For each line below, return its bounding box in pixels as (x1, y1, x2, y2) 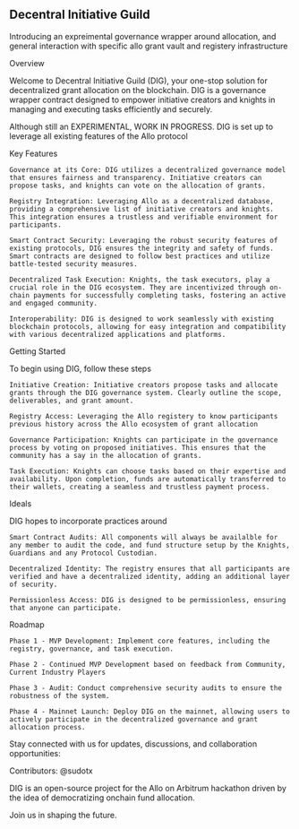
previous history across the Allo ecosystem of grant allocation (9, 419, 258, 428)
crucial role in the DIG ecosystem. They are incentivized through (9, 282, 267, 292)
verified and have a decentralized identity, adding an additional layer (9, 572, 291, 581)
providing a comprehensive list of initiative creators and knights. (9, 204, 275, 213)
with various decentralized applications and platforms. (9, 330, 226, 339)
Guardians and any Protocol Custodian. (9, 548, 158, 557)
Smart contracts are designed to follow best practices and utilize (9, 251, 270, 261)
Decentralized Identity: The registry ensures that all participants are (9, 564, 291, 573)
